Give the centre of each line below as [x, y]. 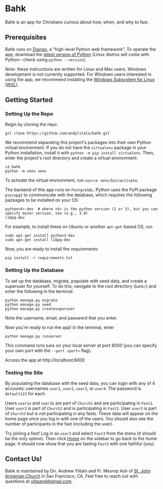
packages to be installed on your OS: [42, 200]
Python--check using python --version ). [46, 60]
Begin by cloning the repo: [32, 125]
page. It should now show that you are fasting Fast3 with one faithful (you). [80, 444]
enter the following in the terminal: [39, 291]
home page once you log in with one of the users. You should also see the [79, 419]
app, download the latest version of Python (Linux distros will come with [77, 54]
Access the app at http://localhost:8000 [45, 360]
